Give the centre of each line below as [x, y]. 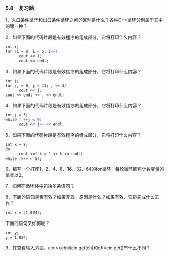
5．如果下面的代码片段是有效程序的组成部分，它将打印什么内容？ [73, 135]
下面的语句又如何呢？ [27, 223]
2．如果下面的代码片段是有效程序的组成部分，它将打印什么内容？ [73, 37]
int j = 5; [17, 115]
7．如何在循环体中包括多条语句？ [40, 186]
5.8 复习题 [20, 8]
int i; [12, 47]
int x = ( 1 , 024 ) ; [24, 213]
